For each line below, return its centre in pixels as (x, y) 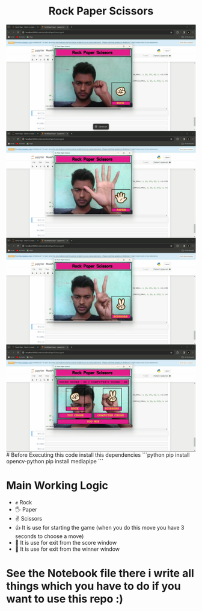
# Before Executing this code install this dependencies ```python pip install (98, 455)
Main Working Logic (57, 486)
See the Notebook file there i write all (100, 573)
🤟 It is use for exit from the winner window (67, 549)
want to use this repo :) (65, 599)
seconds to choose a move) (49, 536)
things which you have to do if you (94, 586)
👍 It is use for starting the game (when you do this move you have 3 (99, 527)
